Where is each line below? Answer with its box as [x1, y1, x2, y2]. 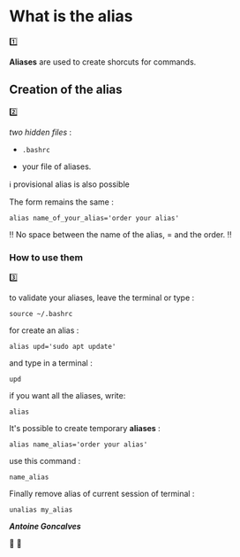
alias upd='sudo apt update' [9, 343, 116, 352]
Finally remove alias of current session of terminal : [9, 489, 195, 499]
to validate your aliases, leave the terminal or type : [9, 292, 195, 303]
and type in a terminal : [9, 358, 93, 368]
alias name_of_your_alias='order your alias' [9, 213, 179, 222]
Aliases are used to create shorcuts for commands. [9, 56, 197, 67]
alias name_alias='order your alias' [9, 440, 148, 449]
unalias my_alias [9, 506, 73, 514]
